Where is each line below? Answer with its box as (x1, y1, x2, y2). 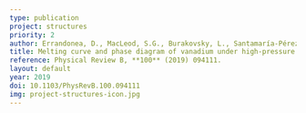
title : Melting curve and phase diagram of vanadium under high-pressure (9, 47, 296, 56)
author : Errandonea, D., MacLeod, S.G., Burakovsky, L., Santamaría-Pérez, (9, 38, 303, 48)
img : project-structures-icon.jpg (9, 89, 141, 98)
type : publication (9, 13, 79, 23)
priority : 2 (9, 30, 55, 39)
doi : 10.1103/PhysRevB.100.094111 (9, 81, 141, 90)
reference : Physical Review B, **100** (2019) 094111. (9, 56, 222, 65)
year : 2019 (9, 73, 51, 82)
